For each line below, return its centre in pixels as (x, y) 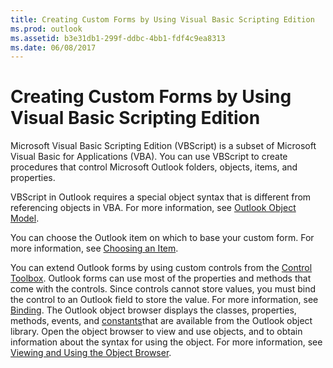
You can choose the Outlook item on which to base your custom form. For (162, 238)
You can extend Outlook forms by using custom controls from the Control (161, 268)
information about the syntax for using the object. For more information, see (166, 342)
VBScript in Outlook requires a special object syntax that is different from (161, 197)
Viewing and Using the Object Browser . (91, 353)
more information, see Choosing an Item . (94, 248)
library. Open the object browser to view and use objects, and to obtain (156, 332)
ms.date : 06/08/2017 (53, 47)
